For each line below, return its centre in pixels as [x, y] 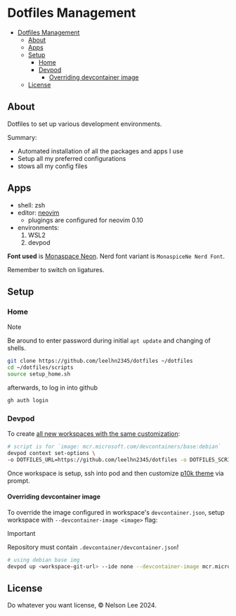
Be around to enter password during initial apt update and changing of [109, 341]
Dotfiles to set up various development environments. [85, 124]
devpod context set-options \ [52, 453]
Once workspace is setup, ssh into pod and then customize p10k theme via [116, 473]
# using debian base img [44, 560]
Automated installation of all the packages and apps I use [100, 151]
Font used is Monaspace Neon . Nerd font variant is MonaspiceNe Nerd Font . [116, 256]
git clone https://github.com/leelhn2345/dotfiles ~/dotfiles [100, 361]
